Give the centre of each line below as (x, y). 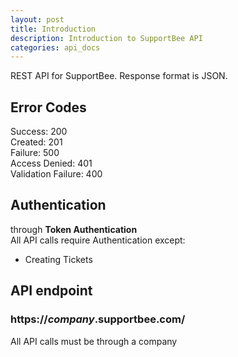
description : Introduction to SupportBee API (106, 38)
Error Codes (48, 107)
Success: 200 (39, 132)
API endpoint (51, 291)
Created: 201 (36, 142)
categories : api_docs (55, 47)
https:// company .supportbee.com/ (98, 319)
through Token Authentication (74, 229)
